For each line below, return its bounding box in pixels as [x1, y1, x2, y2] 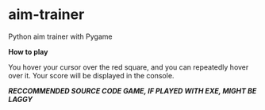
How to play [8, 47, 48, 56]
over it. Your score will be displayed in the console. [8, 70, 175, 80]
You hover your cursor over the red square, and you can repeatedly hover [8, 62, 249, 72]
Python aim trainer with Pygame [8, 32, 113, 41]
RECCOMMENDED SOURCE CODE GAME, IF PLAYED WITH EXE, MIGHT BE [8, 85, 257, 96]
